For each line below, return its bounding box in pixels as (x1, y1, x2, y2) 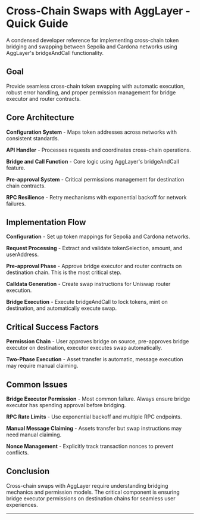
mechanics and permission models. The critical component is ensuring (6, 488, 180, 496)
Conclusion (6, 466, 50, 476)
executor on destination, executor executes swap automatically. (6, 344, 162, 352)
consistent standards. (6, 134, 60, 141)
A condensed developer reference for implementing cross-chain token (6, 36, 179, 44)
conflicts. (6, 449, 29, 456)
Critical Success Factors (6, 322, 99, 332)
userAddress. (6, 251, 39, 258)
